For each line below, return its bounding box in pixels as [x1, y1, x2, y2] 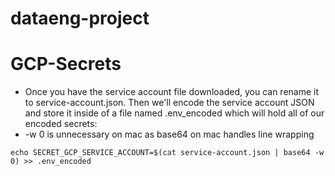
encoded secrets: [24, 118, 98, 130]
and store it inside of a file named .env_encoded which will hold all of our [24, 107, 325, 119]
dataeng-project [10, 7, 150, 30]
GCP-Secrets [10, 53, 122, 76]
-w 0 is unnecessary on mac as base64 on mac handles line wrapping [24, 128, 315, 141]
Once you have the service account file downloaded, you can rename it [24, 86, 320, 98]
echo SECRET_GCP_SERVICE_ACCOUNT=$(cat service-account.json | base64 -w [10, 148, 325, 158]
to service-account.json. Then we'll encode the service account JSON [24, 97, 315, 109]
